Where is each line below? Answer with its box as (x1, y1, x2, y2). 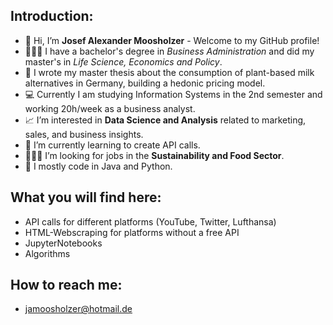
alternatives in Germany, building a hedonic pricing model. (24, 77, 266, 89)
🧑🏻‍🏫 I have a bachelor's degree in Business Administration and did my (24, 45, 315, 57)
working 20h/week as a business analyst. (24, 102, 196, 114)
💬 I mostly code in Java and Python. (24, 160, 173, 172)
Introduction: (10, 8, 94, 25)
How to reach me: (10, 277, 123, 294)
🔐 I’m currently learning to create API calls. (24, 139, 201, 151)
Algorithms (24, 247, 71, 259)
